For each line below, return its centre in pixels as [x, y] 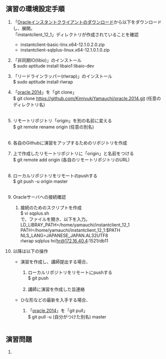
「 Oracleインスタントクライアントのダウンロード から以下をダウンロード [87, 22]
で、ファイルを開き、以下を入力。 [55, 219]
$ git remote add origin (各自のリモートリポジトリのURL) [71, 160]
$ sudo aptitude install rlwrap [43, 82]
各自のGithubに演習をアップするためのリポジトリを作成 [70, 143]
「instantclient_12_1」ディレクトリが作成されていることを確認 [76, 35]
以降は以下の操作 [30, 251]
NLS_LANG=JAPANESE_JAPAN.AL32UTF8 [64, 235]
